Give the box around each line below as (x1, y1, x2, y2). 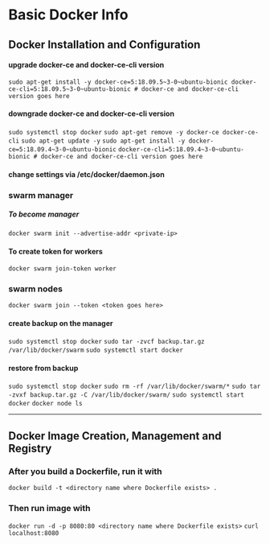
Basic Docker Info (8, 6, 129, 24)
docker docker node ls (8, 400, 83, 408)
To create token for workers (8, 247, 103, 257)
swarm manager (8, 189, 74, 200)
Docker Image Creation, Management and (8, 429, 223, 443)
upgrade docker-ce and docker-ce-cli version (8, 60, 165, 70)
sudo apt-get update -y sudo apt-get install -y (21, 137, 186, 145)
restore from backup (8, 363, 79, 373)
